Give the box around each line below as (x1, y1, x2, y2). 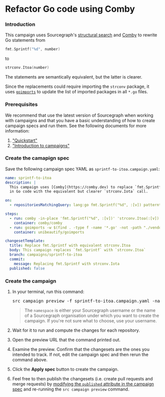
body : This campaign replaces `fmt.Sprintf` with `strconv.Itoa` (9, 248, 146, 253)
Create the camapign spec (5, 155, 70, 161)
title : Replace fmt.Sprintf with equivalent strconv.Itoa (9, 243, 131, 248)
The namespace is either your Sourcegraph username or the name (24, 307, 156, 313)
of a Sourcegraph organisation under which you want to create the (24, 313, 160, 318)
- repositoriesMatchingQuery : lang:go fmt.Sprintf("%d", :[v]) (9, 203, 141, 208)
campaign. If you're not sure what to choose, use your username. (24, 318, 157, 323)
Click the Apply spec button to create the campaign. (12, 366, 119, 372)
